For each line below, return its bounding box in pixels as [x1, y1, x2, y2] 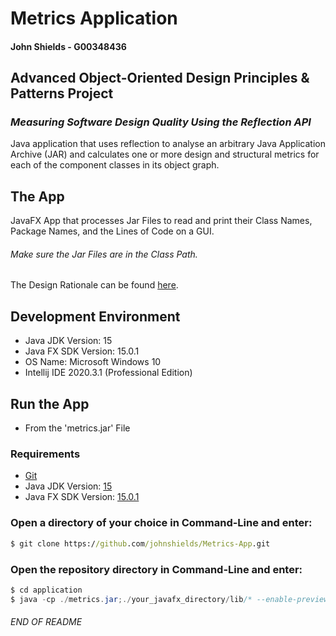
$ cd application [10, 585, 83, 595]
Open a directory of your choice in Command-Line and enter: [10, 516, 313, 530]
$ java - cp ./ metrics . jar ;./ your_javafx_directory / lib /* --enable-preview [10, 594, 329, 604]
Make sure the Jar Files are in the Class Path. [10, 248, 198, 260]
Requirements [10, 447, 81, 461]
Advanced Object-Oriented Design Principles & [10, 70, 310, 87]
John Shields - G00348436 [10, 40, 127, 52]
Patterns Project [10, 85, 114, 102]
